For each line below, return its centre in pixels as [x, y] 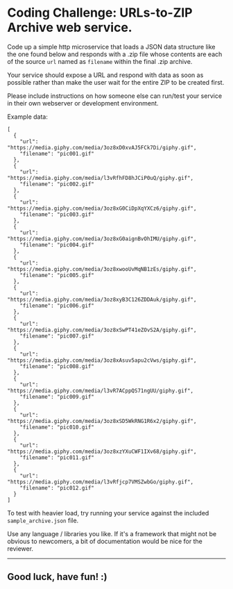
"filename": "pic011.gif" [57, 457]
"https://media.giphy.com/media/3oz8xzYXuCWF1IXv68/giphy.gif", [102, 451]
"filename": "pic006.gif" [57, 306]
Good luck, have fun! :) [57, 577]
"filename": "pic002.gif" [57, 184]
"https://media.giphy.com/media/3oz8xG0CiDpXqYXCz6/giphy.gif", [102, 208]
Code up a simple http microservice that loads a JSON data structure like [112, 47]
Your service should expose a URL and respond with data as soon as [105, 75]
